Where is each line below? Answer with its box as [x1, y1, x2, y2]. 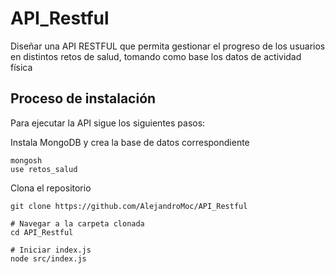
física [10, 61, 33, 73]
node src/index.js [10, 253, 87, 264]
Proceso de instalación [10, 90, 157, 107]
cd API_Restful [10, 227, 74, 237]
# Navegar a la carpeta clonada [10, 218, 145, 229]
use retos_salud [10, 164, 78, 174]
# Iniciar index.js [10, 245, 92, 255]
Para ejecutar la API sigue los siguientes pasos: [10, 117, 206, 129]
